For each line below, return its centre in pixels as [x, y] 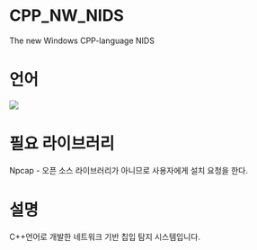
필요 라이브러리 [62, 144]
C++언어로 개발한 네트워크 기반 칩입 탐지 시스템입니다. [105, 237]
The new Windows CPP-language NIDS [82, 40]
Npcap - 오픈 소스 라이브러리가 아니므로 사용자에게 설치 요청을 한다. [129, 170]
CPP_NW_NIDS [66, 16]
